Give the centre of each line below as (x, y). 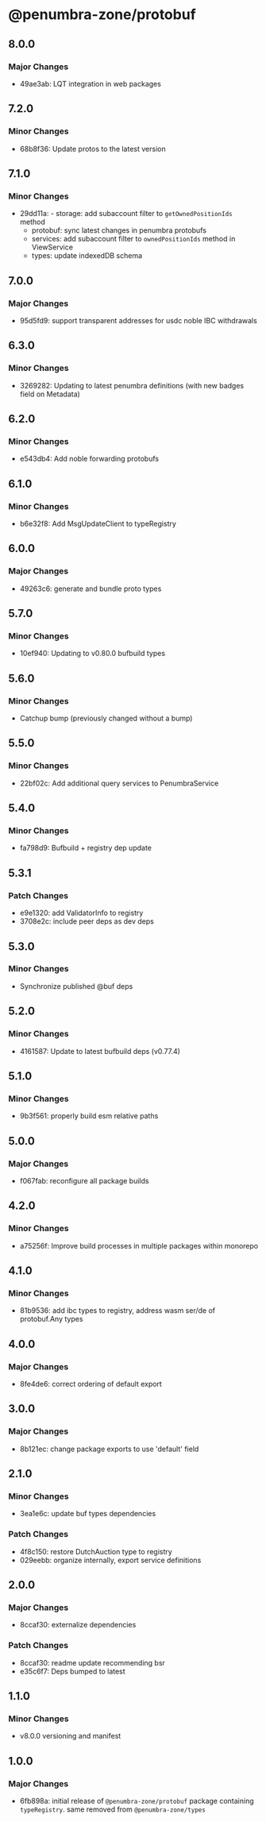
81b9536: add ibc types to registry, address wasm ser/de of (118, 1311)
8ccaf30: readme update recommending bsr (92, 1662)
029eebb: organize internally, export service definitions (110, 1560)
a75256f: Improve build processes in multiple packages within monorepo (139, 1245)
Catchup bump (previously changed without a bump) (106, 718)
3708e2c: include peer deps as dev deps (87, 921)
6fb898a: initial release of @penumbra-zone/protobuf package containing (137, 1801)
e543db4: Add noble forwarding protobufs (89, 459)
